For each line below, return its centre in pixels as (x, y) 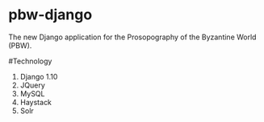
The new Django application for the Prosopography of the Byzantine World (132, 37)
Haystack (36, 102)
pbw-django (50, 15)
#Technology (30, 61)
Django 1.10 (39, 76)
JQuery (33, 85)
